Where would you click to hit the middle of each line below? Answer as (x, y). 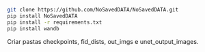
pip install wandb (33, 28)
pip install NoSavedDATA (42, 16)
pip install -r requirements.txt (55, 22)
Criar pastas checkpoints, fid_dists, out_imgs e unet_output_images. (103, 41)
